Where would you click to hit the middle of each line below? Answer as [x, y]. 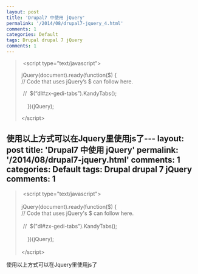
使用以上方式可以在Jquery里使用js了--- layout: [95, 139]
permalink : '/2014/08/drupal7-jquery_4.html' [65, 23]
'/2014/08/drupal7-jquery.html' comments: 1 [93, 160]
